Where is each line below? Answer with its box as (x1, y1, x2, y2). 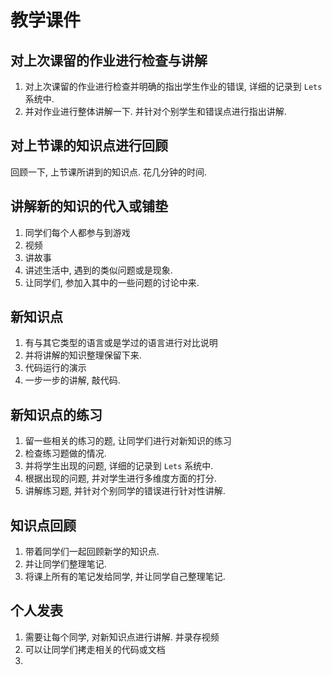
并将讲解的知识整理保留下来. (24, 349, 142, 361)
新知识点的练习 (10, 406, 103, 423)
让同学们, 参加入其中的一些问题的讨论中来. (24, 276, 200, 288)
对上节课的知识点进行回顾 (10, 137, 168, 155)
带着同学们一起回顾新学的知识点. (24, 546, 160, 558)
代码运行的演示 (24, 362, 87, 374)
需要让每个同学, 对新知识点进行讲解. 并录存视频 (24, 631, 220, 643)
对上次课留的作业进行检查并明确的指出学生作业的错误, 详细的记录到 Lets (24, 81, 323, 92)
